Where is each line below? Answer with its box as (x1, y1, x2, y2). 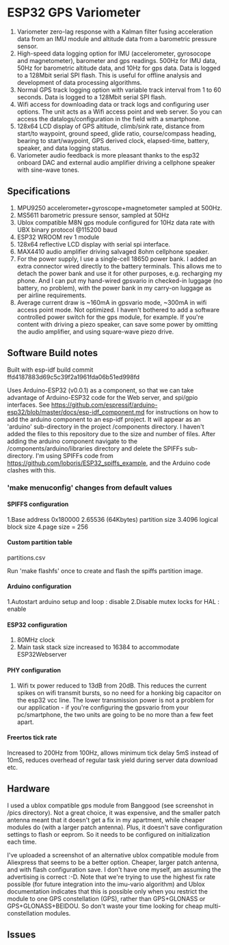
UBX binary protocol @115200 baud (16, 225, 118, 234)
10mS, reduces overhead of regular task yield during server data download (7, 755, 218, 764)
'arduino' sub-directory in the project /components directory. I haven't (7, 423, 204, 431)
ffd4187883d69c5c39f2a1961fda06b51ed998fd (7, 373, 140, 381)
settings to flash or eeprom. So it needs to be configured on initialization (7, 830, 211, 838)
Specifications (7, 186, 70, 197)
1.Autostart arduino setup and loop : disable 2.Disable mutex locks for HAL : (7, 598, 220, 606)
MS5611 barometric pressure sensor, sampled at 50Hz (16, 211, 170, 219)
